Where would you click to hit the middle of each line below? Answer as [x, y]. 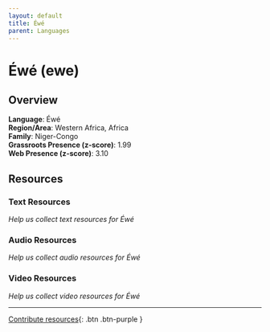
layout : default [35, 16]
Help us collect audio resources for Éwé [74, 257]
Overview [33, 100]
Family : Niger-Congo [43, 137]
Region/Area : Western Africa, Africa [68, 128]
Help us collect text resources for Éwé [72, 219]
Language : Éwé [35, 119]
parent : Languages [39, 31]
